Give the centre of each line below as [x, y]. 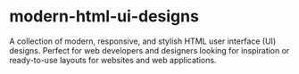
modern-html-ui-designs [104, 16]
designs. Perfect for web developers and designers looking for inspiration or [149, 50]
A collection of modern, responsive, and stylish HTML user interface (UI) [143, 41]
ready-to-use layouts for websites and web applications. [113, 60]
